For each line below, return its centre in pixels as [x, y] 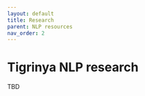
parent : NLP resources [40, 26]
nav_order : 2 [26, 33]
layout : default [31, 14]
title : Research [31, 20]
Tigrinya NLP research [73, 67]
